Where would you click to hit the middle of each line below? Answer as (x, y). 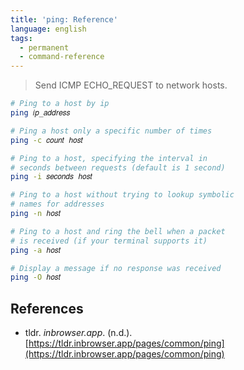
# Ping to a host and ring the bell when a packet (118, 231)
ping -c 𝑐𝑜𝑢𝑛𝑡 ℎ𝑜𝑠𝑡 (47, 140)
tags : (21, 38)
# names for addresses (57, 204)
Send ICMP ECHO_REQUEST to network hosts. (131, 85)
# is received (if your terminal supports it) (109, 241)
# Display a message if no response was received (116, 268)
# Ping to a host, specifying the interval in (109, 158)
